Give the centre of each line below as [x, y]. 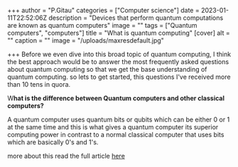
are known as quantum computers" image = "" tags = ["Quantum [102, 25]
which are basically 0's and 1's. [53, 142]
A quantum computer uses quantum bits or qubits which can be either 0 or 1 [119, 119]
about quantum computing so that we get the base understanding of [107, 69]
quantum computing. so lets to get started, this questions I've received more [119, 77]
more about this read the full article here [66, 156]
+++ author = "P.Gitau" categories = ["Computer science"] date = [104, 10]
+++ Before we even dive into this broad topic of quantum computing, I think [119, 54]
